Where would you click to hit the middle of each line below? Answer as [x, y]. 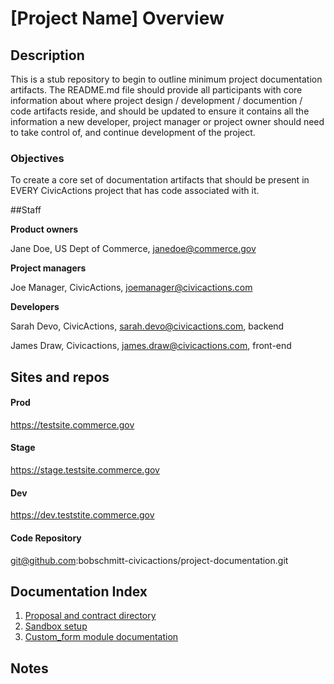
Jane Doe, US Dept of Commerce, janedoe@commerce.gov [133, 249]
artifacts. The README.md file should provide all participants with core [156, 90]
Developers [35, 307]
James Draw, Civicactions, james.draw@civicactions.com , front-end [151, 346]
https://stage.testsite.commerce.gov [85, 470]
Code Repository [46, 538]
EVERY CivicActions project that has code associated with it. [135, 191]
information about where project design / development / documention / [156, 100]
